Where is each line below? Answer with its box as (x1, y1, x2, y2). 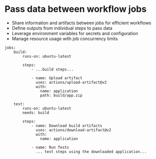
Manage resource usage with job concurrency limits (11, 36, 118, 42)
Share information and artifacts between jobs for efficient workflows (11, 20, 152, 26)
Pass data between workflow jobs (4, 3, 147, 15)
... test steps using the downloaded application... (36, 149, 147, 154)
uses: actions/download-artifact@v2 (36, 127, 111, 132)
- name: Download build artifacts (31, 123, 103, 128)
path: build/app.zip (40, 93, 83, 98)
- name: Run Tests (31, 145, 69, 150)
